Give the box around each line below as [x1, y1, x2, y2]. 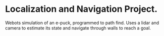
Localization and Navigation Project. [5, 3, 158, 15]
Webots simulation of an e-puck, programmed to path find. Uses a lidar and [5, 20, 160, 26]
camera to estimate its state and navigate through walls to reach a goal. [5, 25, 151, 31]
